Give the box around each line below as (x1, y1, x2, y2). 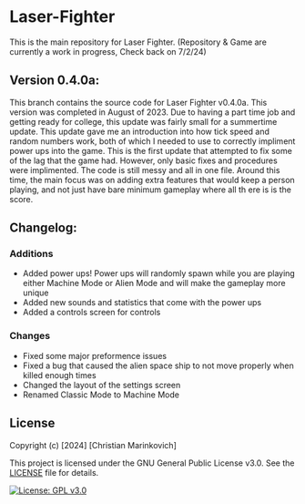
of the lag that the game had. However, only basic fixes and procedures (9, 155, 278, 166)
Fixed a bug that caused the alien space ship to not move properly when (22, 360, 294, 371)
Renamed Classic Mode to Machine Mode (22, 389, 180, 400)
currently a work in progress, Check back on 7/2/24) (9, 46, 207, 57)
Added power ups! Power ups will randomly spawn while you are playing (22, 268, 296, 279)
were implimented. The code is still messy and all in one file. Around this (9, 164, 280, 175)
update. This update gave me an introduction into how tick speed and (9, 126, 270, 137)
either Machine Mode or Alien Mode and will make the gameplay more (22, 278, 286, 289)
